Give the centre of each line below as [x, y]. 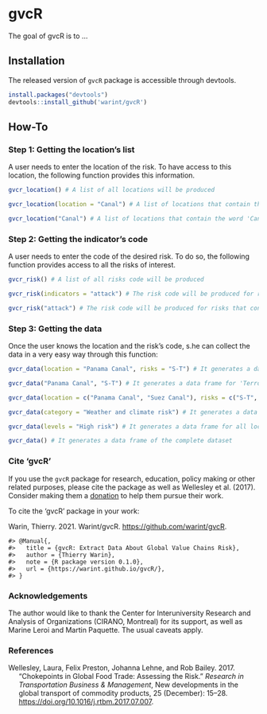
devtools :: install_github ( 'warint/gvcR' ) [78, 102]
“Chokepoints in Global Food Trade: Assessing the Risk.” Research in [131, 677]
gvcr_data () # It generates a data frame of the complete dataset [120, 441]
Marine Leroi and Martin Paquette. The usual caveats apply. [106, 630]
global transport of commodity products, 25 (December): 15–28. [123, 693]
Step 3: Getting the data [55, 329]
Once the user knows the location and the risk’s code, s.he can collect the [129, 346]
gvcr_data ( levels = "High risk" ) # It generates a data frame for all [128, 427]
